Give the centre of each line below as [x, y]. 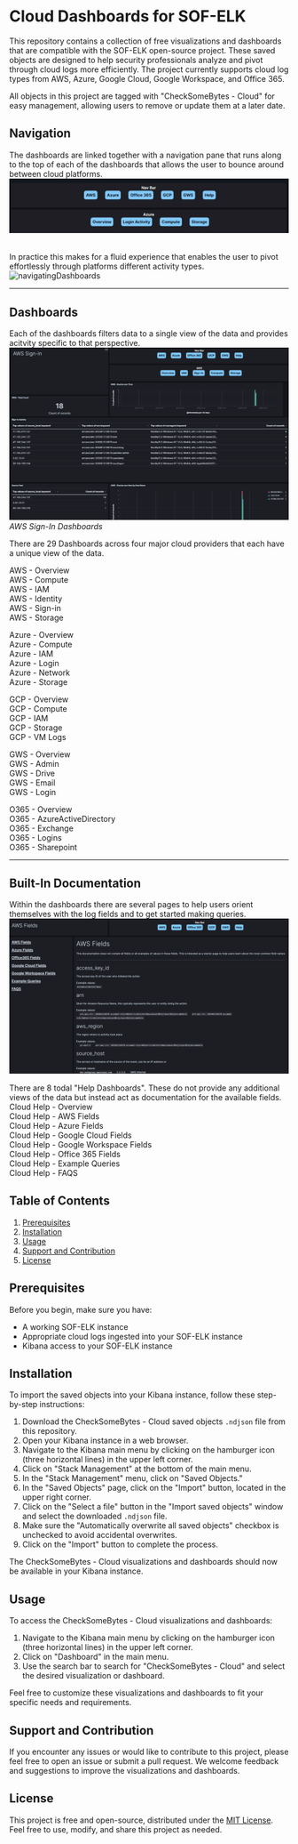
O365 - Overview [41, 809]
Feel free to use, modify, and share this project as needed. [116, 1829]
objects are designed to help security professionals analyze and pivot [136, 60]
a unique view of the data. [57, 552]
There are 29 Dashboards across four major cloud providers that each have [147, 544]
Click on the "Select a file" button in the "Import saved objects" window [153, 1507]
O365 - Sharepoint [43, 847]
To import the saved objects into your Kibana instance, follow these [132, 1395]
